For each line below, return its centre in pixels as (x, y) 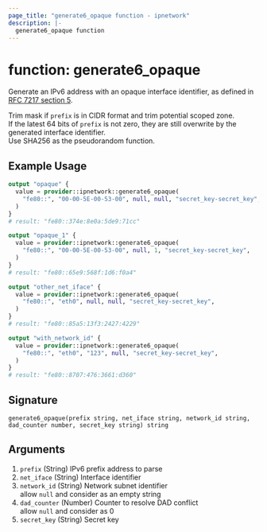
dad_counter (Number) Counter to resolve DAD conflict (109, 503)
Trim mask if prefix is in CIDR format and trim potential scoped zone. (122, 115)
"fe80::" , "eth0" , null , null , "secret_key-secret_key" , (119, 302)
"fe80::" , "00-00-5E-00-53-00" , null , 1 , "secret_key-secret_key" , (136, 250)
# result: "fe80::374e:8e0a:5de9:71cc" (74, 221)
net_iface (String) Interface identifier (80, 477)
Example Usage (48, 166)
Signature (33, 400)
